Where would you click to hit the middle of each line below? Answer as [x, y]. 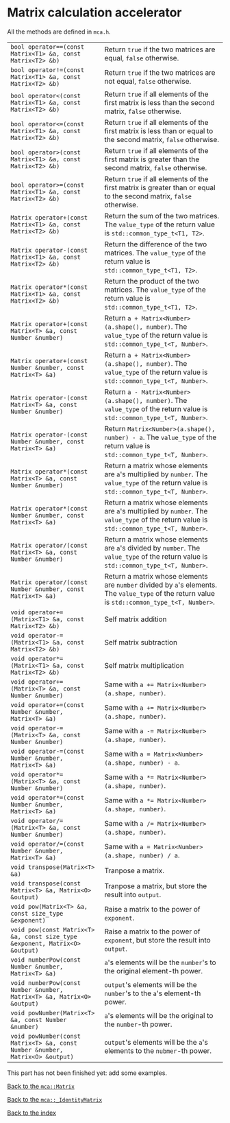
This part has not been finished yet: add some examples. [87, 1073]
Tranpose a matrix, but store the [156, 885]
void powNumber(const [46, 1036]
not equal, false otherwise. [148, 81]
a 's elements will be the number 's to [161, 962]
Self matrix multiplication [144, 665]
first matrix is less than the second [159, 102]
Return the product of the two [152, 281]
